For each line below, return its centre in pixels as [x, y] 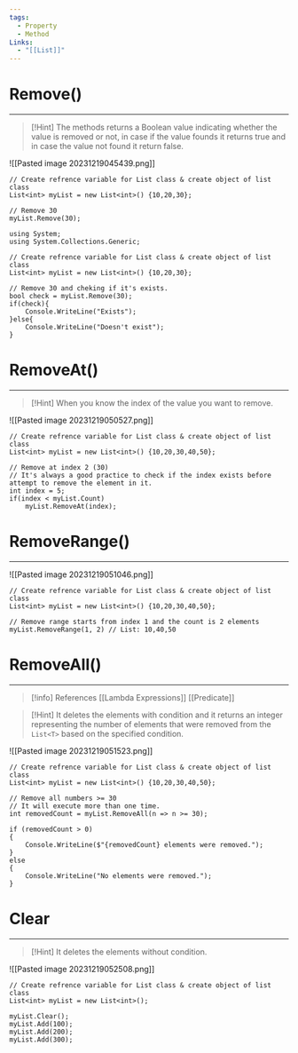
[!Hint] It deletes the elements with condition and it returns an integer [157, 715]
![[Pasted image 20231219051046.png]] [81, 574]
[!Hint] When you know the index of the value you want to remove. [152, 403]
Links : [21, 42]
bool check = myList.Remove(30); [71, 297]
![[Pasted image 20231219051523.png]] [81, 750]
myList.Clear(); [39, 1016]
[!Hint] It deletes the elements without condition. [119, 952]
